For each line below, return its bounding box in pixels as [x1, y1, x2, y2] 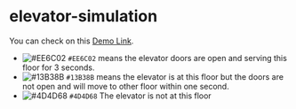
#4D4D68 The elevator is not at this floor [69, 90, 212, 101]
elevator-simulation [9, 6, 158, 27]
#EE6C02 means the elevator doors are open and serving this [68, 52, 287, 63]
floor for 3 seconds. [21, 62, 95, 73]
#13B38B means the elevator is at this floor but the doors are [66, 71, 284, 82]
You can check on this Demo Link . [9, 35, 134, 46]
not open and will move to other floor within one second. [21, 81, 229, 91]
